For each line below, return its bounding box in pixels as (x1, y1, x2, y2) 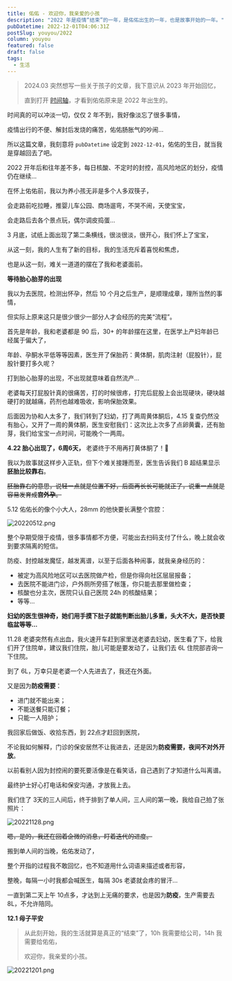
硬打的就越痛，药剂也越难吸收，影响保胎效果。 (7, 397, 140, 405)
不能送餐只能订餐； (17, 705, 72, 713)
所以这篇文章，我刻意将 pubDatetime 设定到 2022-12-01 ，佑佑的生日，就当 (7, 139, 217, 148)
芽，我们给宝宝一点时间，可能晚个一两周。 (7, 429, 128, 437)
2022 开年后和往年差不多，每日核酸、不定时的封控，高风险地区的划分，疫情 (7, 163, 224, 171)
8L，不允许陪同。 (7, 899, 57, 908)
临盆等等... (7, 620, 38, 628)
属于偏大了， (12, 336, 50, 344)
